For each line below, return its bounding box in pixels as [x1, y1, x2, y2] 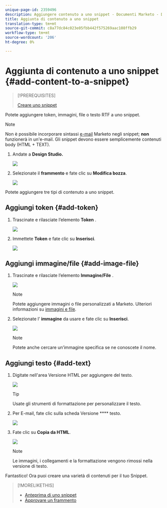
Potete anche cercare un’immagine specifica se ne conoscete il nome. [12, 344, 157, 350]
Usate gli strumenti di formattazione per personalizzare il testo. [12, 401, 142, 407]
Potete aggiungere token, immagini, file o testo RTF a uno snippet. [5, 111, 141, 117]
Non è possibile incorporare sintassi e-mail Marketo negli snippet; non [5, 131, 149, 137]
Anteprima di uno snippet [24, 492, 77, 498]
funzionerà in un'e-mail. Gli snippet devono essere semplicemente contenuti [5, 136, 162, 142]
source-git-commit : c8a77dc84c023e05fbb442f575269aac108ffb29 [5, 26, 137, 31]
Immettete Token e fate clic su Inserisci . [12, 236, 95, 242]
